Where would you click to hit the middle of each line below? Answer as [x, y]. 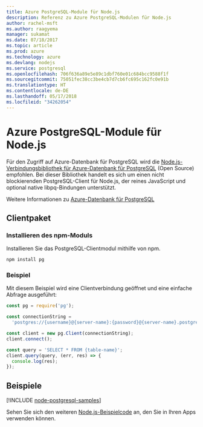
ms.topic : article [29, 46]
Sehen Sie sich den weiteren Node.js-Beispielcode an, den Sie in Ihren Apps [101, 412]
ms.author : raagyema [32, 29]
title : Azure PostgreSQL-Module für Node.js [63, 12]
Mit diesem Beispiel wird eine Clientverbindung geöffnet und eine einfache [99, 288]
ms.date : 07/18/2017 [32, 40]
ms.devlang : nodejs [31, 62]
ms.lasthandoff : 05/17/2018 [42, 96]
